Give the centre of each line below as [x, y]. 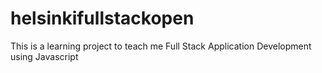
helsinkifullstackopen [102, 18]
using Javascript [44, 56]
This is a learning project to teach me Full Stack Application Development [161, 46]
